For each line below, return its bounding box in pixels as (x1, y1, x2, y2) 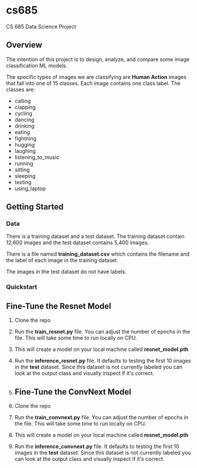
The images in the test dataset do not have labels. (6, 268, 127, 276)
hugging (14, 141, 35, 148)
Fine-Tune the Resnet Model (6, 301, 111, 311)
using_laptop (14, 185, 46, 192)
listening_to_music (14, 154, 60, 161)
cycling (14, 109, 32, 117)
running (14, 160, 34, 167)
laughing (14, 147, 36, 154)
